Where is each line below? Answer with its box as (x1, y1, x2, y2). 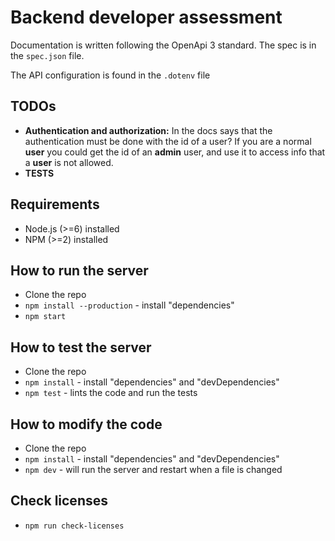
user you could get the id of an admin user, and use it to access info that (24, 146, 326, 158)
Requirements (10, 196, 100, 213)
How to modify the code (10, 416, 163, 433)
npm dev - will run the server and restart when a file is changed (24, 464, 283, 475)
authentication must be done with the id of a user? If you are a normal (24, 135, 312, 147)
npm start (24, 312, 67, 322)
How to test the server (10, 339, 152, 356)
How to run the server (10, 262, 149, 279)
